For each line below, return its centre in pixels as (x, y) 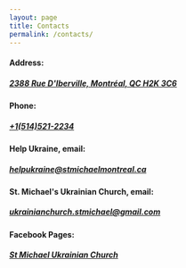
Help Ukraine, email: (48, 148)
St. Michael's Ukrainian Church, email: (81, 191)
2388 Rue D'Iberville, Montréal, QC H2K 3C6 (93, 83)
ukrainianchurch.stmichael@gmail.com (85, 212)
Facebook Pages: (42, 234)
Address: (27, 63)
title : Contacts (39, 26)
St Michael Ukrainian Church (64, 255)
